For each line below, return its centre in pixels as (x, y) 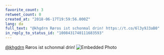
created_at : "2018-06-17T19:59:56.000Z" (48, 19)
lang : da (14, 24)
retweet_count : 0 (23, 14)
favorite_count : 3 (24, 10)
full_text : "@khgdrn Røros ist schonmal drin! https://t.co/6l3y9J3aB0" (82, 28)
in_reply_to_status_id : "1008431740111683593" (54, 33)
